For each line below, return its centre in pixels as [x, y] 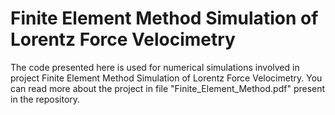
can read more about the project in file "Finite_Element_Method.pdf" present [168, 88]
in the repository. [45, 99]
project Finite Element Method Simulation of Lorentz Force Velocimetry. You [166, 78]
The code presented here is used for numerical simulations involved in [155, 67]
